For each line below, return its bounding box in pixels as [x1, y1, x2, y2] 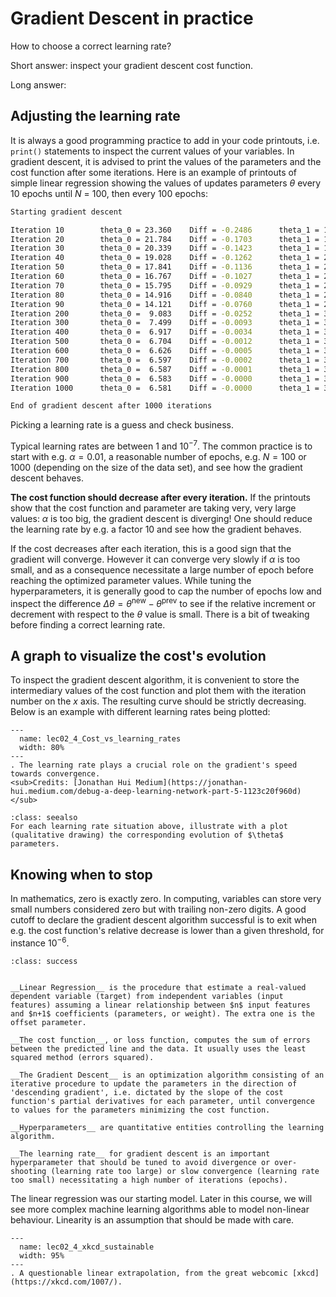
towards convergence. [10, 769, 101, 779]
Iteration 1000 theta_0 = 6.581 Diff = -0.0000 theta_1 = [10, 383, 320, 393]
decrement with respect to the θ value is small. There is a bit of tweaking [10, 608, 310, 620]
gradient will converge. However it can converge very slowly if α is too [10, 553, 301, 565]
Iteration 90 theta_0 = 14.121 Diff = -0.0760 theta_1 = [10, 299, 320, 309]
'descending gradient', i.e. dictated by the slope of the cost [10, 1087, 284, 1097]
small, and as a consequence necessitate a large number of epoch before [10, 563, 314, 576]
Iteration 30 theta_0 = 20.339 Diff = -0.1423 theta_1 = [10, 243, 320, 254]
